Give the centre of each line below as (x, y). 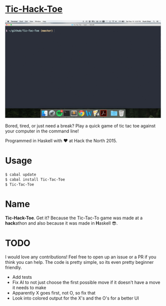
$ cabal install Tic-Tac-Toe (35, 180)
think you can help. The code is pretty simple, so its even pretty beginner (80, 262)
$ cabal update (21, 175)
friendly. (14, 267)
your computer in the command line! (42, 131)
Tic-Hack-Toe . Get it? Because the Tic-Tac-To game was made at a (74, 218)
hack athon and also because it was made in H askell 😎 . (62, 223)
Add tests (22, 277)
